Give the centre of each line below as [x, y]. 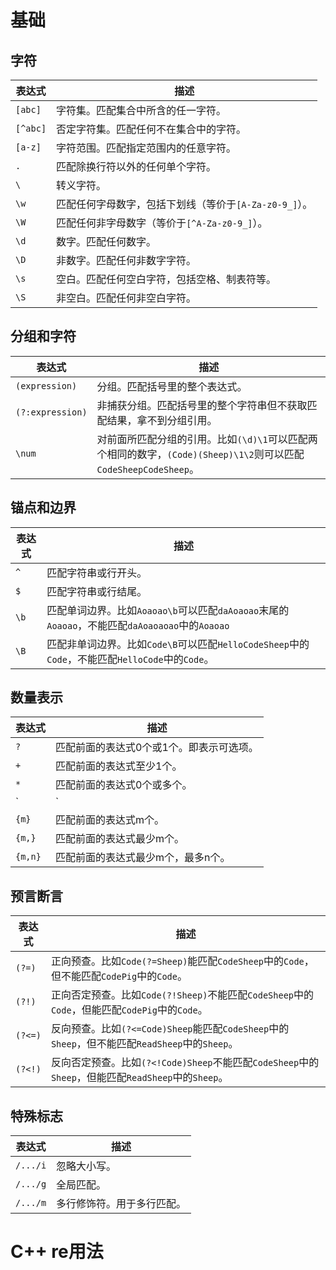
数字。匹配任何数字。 [106, 241]
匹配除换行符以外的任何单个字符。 [136, 166]
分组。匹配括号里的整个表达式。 [172, 386]
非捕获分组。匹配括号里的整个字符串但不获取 [202, 405]
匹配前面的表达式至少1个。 [119, 766]
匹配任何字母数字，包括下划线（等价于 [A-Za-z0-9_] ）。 [184, 204]
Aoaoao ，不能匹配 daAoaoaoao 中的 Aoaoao [138, 625]
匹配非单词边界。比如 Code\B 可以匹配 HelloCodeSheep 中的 [178, 644]
